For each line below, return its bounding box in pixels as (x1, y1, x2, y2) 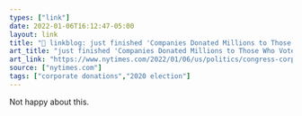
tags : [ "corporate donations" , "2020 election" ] (9, 72, 191, 81)
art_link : (9, 55, 47, 64)
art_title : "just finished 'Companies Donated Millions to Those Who (9, 47, 276, 56)
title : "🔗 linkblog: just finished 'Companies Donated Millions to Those (9, 38, 292, 48)
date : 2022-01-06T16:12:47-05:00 (9, 22, 135, 31)
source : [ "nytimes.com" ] (9, 64, 102, 73)
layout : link (9, 30, 58, 39)
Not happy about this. (9, 96, 90, 107)
